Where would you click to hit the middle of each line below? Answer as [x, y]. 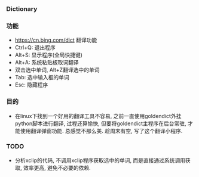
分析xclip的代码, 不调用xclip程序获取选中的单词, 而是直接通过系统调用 [100, 160]
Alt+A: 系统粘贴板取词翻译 [47, 63]
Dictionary [22, 9]
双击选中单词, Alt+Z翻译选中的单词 [57, 70]
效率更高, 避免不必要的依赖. [57, 167]
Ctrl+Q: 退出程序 [35, 48]
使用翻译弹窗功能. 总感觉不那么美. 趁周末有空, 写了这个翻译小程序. [101, 131]
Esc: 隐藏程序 [31, 85]
